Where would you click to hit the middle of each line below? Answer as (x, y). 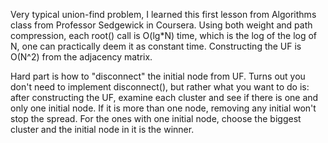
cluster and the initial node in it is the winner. (102, 129)
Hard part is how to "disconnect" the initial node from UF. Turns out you (158, 76)
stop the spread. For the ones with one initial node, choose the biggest (156, 118)
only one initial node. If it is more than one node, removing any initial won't (163, 108)
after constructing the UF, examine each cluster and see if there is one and (164, 97)
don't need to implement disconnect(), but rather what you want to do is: (160, 87)
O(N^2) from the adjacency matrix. (81, 57)
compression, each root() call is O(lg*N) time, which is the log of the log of (164, 35)
